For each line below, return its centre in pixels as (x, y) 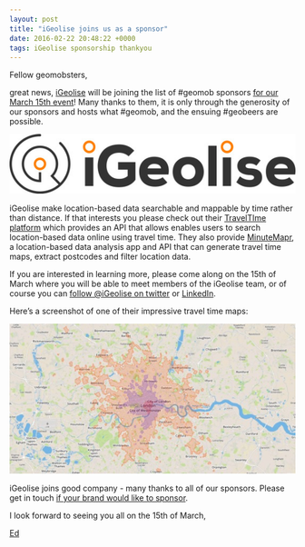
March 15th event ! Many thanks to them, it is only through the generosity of (150, 102)
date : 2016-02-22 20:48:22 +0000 (73, 38)
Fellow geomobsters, (49, 75)
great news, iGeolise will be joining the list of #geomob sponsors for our (144, 93)
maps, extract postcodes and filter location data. (100, 256)
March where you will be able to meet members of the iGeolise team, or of (148, 283)
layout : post (34, 19)
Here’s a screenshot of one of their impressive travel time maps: (129, 311)
